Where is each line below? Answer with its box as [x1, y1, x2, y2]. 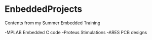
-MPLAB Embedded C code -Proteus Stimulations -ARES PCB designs [4, 29, 147, 35]
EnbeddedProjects [4, 3, 82, 15]
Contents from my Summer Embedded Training [4, 20, 101, 26]
